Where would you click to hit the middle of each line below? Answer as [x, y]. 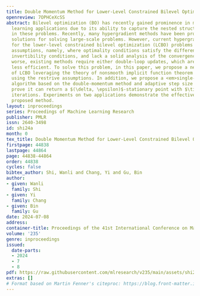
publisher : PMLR [26, 117]
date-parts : [26, 250]
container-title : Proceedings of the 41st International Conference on [97, 228]
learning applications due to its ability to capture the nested [94, 28]
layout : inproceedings [34, 106]
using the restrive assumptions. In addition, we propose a [87, 78]
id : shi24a [20, 128]
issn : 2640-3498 [26, 123]
